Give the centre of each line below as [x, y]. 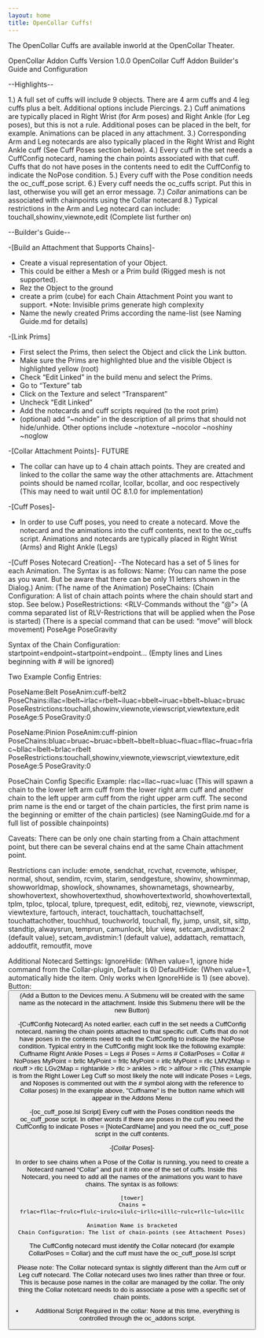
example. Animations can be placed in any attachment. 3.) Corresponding [127, 133]
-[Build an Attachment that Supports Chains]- [82, 247]
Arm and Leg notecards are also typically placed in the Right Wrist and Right [132, 141]
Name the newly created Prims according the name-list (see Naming [130, 313]
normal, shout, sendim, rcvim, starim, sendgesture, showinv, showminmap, [129, 878]
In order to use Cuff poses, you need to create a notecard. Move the [130, 522]
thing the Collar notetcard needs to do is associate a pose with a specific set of [132, 1290]
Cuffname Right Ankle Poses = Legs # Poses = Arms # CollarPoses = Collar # [132, 1053]
